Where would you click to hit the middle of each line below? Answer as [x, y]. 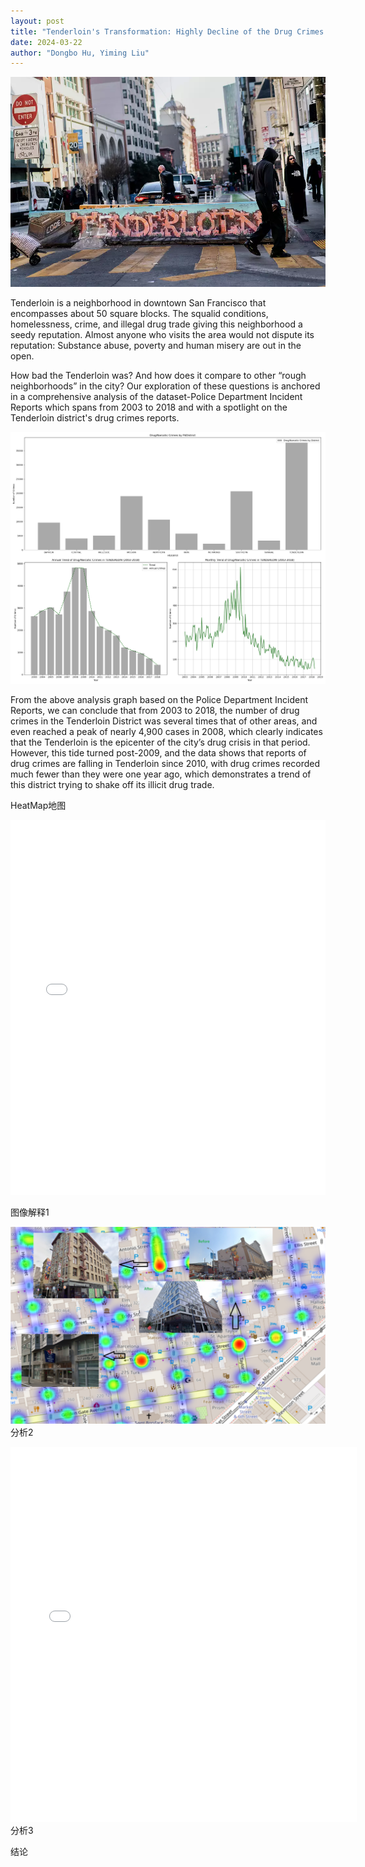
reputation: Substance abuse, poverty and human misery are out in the [156, 346]
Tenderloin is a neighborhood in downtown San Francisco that [138, 303]
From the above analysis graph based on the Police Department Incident [159, 700]
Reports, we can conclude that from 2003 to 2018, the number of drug [155, 711]
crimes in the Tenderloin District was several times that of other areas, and [164, 721]
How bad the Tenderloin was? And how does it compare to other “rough [158, 376]
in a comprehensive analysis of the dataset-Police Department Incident [156, 397]
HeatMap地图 [38, 806]
